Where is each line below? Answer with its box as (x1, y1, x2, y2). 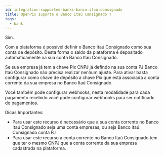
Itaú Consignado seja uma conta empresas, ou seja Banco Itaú (12, 124, 140, 130)
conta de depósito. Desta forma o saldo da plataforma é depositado (5, 49, 143, 55)
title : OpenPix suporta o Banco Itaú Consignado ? (5, 12, 112, 17)
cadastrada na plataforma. (12, 145, 66, 151)
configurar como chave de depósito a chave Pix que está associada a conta (5, 75, 160, 80)
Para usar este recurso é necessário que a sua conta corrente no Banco (12, 119, 159, 125)
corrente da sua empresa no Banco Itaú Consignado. (5, 80, 113, 86)
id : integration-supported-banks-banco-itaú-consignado (5, 7, 123, 12)
